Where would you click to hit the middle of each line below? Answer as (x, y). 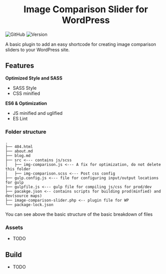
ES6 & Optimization (26, 103)
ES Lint (20, 118)
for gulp (15, 183)
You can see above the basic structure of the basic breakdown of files (79, 214)
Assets (14, 227)
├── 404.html (19, 147)
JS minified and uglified (38, 113)
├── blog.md (18, 156)
